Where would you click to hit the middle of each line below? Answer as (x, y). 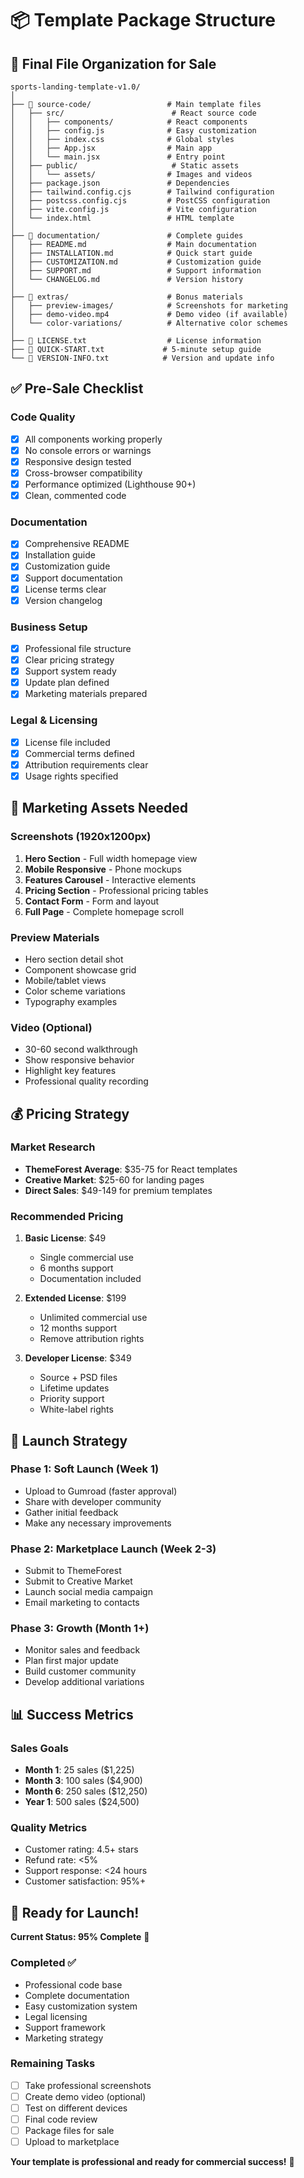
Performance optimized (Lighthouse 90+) (110, 484)
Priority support (72, 1399)
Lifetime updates (74, 1388)
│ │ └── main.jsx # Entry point (118, 157)
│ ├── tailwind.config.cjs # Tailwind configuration (142, 192)
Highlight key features (70, 1071)
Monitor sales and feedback (82, 1650)
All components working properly (93, 439)
